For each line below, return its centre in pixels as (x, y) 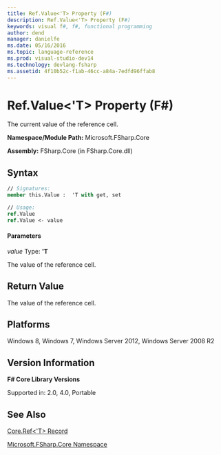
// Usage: (21, 208)
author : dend (26, 33)
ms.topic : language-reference (51, 52)
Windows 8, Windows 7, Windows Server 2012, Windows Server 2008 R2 (111, 341)
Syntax (23, 173)
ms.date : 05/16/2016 (37, 45)
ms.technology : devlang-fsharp (52, 65)
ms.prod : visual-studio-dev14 (51, 59)
